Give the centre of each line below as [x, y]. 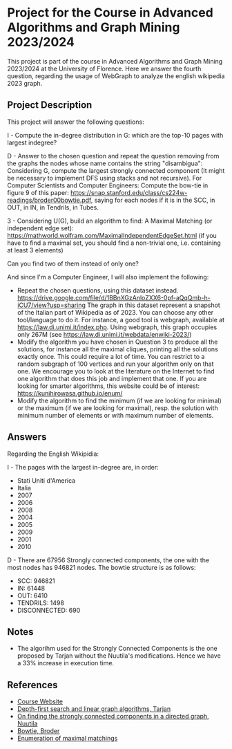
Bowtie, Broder [38, 731]
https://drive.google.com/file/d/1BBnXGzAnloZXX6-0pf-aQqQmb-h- [114, 297]
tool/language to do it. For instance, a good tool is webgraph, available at [121, 320]
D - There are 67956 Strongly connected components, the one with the [108, 560]
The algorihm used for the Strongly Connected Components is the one [117, 649]
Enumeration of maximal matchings [67, 739]
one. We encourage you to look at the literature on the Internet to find [116, 371]
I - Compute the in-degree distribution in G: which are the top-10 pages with [115, 135]
